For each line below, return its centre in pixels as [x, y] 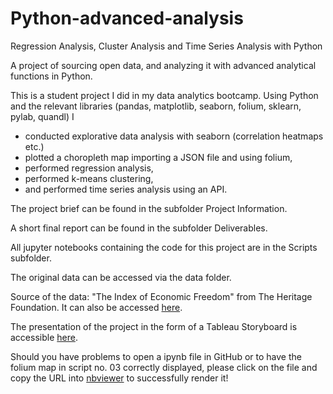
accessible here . [44, 337]
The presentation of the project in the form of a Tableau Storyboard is [154, 326]
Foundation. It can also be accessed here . [96, 307]
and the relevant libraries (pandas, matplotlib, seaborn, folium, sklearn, [156, 106]
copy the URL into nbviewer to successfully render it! [119, 378]
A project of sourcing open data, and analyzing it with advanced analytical [163, 65]
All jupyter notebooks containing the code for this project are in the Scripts [164, 247]
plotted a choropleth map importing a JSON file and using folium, [158, 157]
